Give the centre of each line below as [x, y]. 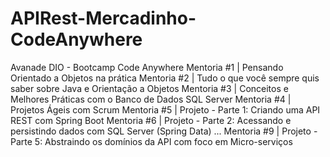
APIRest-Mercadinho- [103, 18]
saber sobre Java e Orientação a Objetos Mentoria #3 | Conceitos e [149, 88]
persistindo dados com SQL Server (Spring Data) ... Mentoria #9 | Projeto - [164, 131]
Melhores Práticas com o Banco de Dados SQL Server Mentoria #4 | [151, 99]
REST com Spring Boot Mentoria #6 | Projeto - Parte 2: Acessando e [151, 120]
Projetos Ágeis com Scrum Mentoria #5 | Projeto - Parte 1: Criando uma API [165, 109]
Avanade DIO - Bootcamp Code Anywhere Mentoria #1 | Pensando [147, 67]
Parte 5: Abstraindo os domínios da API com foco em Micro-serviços [151, 141]
